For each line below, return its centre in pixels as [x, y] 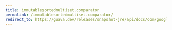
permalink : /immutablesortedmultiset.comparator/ [59, 15]
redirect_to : [19, 19]
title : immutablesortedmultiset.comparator [52, 10]
